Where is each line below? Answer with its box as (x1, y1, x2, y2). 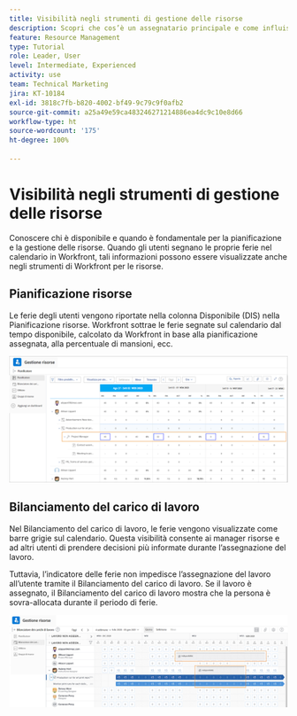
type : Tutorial (9, 43, 65, 51)
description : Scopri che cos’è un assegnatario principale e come (9, 23, 259, 33)
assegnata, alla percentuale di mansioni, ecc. (9, 338, 174, 349)
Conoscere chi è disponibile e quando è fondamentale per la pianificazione (9, 232, 282, 243)
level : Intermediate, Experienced (9, 61, 137, 70)
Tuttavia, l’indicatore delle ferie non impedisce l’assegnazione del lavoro (9, 568, 271, 580)
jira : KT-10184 (9, 89, 65, 97)
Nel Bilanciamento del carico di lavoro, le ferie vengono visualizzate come (9, 523, 278, 533)
